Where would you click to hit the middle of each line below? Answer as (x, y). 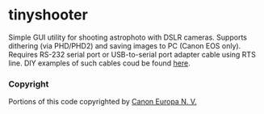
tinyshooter (48, 15)
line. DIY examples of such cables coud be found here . (100, 63)
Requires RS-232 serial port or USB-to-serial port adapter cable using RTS (132, 54)
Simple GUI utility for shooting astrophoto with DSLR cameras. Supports (128, 37)
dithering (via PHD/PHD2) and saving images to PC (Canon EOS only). (125, 45)
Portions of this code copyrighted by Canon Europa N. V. (103, 102)
